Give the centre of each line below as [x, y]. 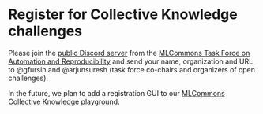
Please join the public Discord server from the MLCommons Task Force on [129, 53]
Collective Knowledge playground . [64, 101]
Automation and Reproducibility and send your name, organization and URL [131, 61]
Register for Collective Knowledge [123, 15]
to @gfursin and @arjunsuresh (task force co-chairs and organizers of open [131, 69]
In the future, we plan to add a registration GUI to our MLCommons [116, 93]
